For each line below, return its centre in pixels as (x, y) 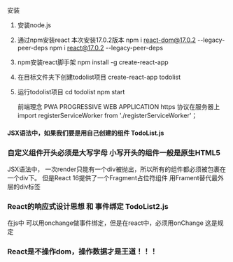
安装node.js (34, 25)
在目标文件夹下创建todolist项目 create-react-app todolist (99, 77)
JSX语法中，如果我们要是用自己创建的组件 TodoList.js (86, 133)
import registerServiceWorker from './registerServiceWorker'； (107, 115)
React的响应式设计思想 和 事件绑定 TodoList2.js (88, 206)
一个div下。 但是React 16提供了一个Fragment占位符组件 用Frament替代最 (113, 177)
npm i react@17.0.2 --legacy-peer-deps (106, 48)
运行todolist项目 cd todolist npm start (71, 92)
